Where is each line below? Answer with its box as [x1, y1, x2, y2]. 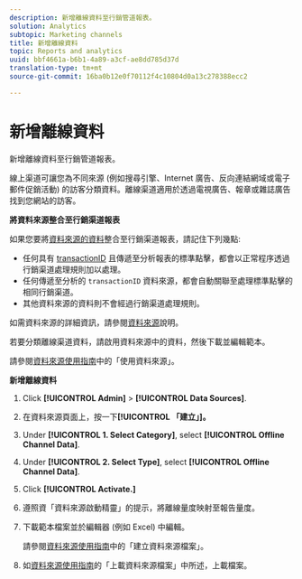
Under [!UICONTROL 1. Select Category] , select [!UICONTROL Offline [22, 429, 285, 440]
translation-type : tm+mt [9, 64, 103, 73]
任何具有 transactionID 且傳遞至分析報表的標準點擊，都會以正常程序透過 [22, 252, 290, 263]
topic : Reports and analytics [9, 47, 124, 56]
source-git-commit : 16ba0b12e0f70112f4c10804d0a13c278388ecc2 [9, 72, 248, 81]
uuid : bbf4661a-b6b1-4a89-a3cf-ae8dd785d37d [9, 55, 179, 64]
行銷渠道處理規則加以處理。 [22, 264, 126, 275]
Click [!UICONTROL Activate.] [22, 483, 136, 494]
